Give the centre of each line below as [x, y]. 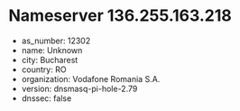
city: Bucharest [50, 60]
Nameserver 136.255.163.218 [120, 16]
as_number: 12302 [56, 41]
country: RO [44, 69]
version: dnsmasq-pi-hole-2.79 [79, 88]
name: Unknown [52, 50]
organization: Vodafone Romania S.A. [91, 79]
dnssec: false [46, 98]
